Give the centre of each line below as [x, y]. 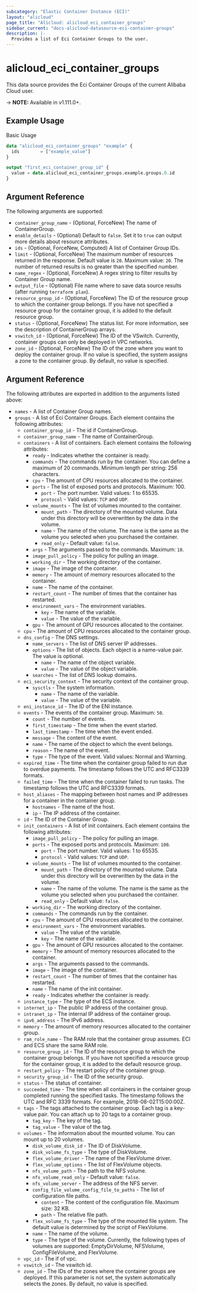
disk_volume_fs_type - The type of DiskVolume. [90, 1152]
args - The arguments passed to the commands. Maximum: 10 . [108, 549]
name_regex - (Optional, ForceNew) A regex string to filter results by [96, 273]
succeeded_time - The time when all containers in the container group [107, 1089]
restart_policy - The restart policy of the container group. [94, 1070]
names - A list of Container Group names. [64, 411]
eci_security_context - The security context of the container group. [106, 681]
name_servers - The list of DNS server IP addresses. [95, 643]
